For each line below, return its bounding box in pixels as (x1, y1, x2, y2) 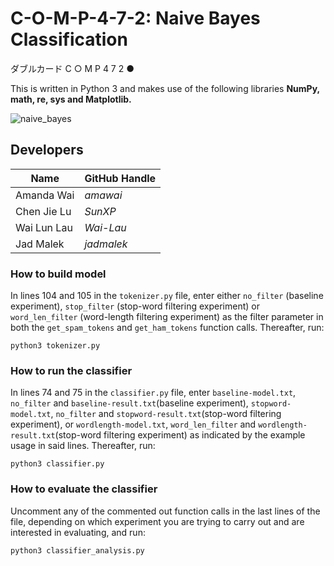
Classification (10, 28, 128, 51)
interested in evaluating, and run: (10, 526, 146, 538)
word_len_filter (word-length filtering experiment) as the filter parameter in (10, 311, 324, 323)
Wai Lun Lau (15, 220, 73, 234)
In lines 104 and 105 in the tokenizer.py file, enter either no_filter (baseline (10, 290, 324, 302)
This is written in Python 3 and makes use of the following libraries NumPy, (10, 82, 320, 94)
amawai (84, 188, 123, 202)
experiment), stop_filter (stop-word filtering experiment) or (10, 300, 260, 312)
